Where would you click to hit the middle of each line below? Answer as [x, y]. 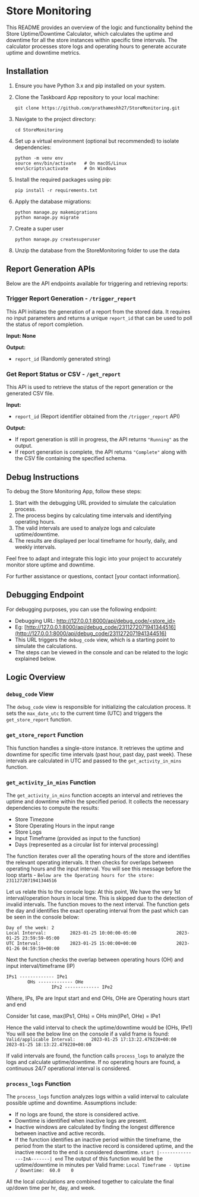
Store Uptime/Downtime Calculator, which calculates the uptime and [90, 33]
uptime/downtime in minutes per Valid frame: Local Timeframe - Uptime [102, 1165]
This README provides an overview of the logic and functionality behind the [99, 27]
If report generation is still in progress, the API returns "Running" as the [101, 439]
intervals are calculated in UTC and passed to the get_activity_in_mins [94, 761]
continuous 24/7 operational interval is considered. [68, 1068]
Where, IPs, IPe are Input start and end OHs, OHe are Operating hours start [98, 998]
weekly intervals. [35, 547]
